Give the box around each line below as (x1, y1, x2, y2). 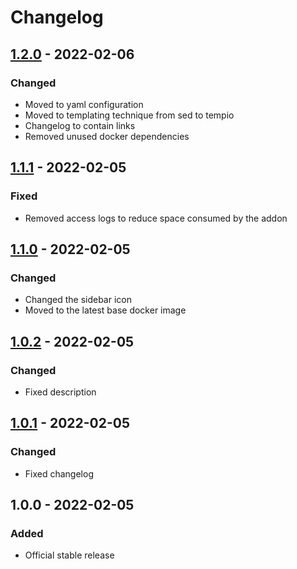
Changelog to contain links (24, 119, 136, 131)
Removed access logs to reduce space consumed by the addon (24, 212, 288, 224)
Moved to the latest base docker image (24, 304, 187, 316)
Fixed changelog (24, 467, 94, 480)
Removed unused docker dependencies (24, 130, 190, 142)
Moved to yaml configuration (24, 98, 144, 110)
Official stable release (24, 549, 115, 561)
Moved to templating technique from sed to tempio (24, 109, 235, 121)
